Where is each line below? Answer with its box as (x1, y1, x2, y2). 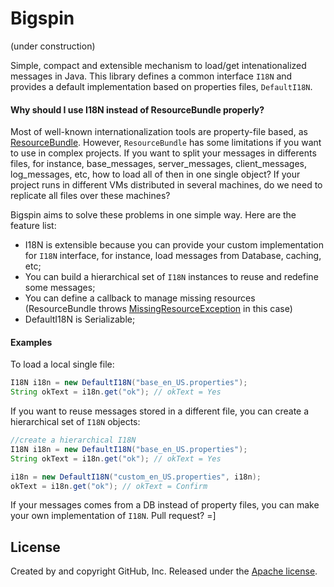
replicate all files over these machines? (10, 190, 171, 202)
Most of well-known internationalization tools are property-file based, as (10, 126, 308, 138)
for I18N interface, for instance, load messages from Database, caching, (24, 250, 322, 262)
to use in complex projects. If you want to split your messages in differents (10, 147, 317, 159)
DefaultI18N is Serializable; (24, 313, 136, 326)
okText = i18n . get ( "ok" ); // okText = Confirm (10, 481, 208, 491)
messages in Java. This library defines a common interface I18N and (10, 70, 293, 82)
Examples (10, 336, 53, 348)
